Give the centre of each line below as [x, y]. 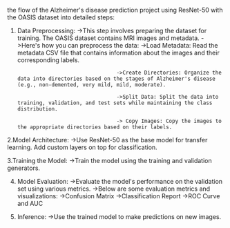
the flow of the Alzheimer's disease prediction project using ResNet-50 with [115, 10]
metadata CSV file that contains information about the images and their [118, 53]
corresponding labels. [48, 60]
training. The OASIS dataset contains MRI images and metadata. [108, 38]
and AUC [30, 203]
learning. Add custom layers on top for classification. [82, 147]
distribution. [37, 109]
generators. [23, 168]
